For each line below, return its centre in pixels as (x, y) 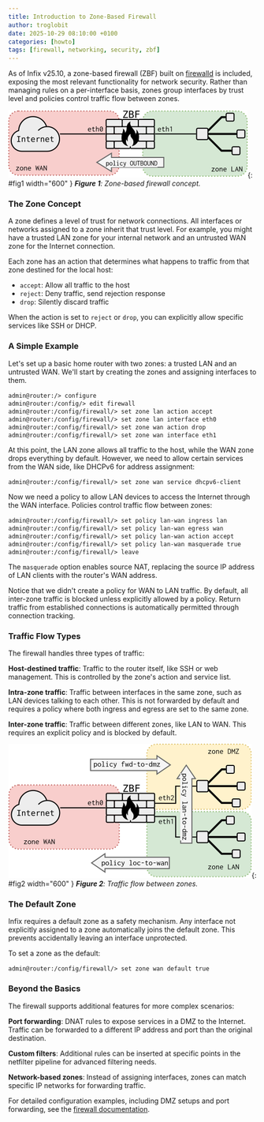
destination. (27, 1038)
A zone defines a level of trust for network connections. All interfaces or (125, 221)
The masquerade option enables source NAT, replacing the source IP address (131, 567)
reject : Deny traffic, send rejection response (92, 294)
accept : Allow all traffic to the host (74, 285)
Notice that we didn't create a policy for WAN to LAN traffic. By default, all (128, 590)
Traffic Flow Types (45, 636)
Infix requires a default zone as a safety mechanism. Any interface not (122, 921)
